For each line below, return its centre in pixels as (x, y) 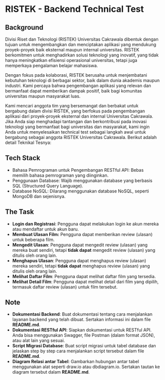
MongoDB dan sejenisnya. (39, 196)
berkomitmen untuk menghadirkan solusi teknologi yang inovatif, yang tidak (82, 55)
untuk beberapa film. (33, 239)
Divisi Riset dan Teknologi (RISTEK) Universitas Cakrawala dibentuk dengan (82, 39)
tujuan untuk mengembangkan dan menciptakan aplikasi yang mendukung (81, 45)
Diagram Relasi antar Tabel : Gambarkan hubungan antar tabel (76, 362)
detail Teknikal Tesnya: (28, 142)
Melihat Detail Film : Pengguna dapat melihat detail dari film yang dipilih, (85, 282)
